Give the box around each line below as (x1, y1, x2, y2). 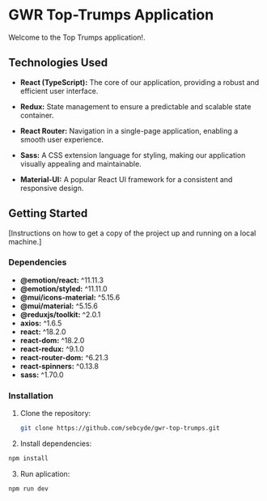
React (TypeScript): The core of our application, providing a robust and (19, 77, 260, 87)
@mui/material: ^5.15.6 (19, 301, 99, 311)
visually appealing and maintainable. (19, 159, 142, 168)
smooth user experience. (19, 134, 104, 144)
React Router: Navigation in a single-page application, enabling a (19, 125, 239, 135)
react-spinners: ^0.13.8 (19, 361, 100, 371)
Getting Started (8, 206, 88, 220)
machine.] (8, 236, 42, 246)
